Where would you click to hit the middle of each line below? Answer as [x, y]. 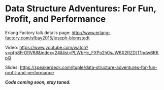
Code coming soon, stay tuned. [38, 82]
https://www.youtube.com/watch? [54, 47]
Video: [12, 47]
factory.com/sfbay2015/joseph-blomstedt [47, 38]
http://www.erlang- [91, 32]
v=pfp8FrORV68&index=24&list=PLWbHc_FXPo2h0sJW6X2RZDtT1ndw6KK [82, 53]
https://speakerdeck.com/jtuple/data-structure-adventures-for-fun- [88, 67]
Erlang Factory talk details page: [38, 32]
